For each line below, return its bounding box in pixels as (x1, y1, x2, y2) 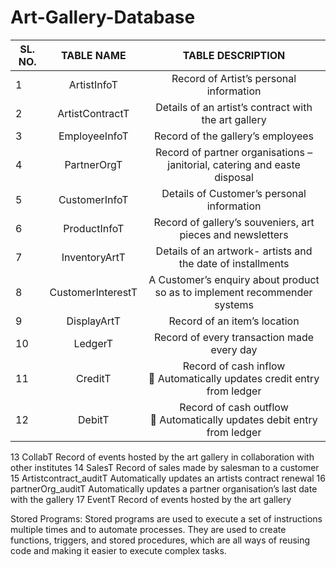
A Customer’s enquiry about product (148, 272, 320, 286)
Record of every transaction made (153, 330, 315, 344)
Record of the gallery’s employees (154, 129, 315, 143)
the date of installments (178, 256, 290, 270)
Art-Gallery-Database (10, 6, 196, 29)
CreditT (76, 371, 112, 385)
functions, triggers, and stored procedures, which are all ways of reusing (10, 534, 311, 546)
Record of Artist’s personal (171, 71, 297, 85)
